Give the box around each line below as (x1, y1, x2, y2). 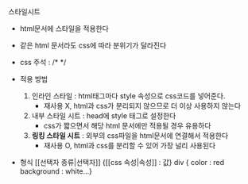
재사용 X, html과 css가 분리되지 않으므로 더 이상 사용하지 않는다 (43, 102, 241, 110)
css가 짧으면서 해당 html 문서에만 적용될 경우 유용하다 (43, 121, 211, 130)
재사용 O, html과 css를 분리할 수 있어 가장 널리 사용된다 (43, 141, 216, 150)
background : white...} (19, 167, 93, 176)
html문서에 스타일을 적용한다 (19, 24, 109, 33)
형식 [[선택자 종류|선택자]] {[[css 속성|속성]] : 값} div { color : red (19, 158, 225, 167)
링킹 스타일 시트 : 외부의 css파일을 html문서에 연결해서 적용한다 (31, 131, 229, 140)
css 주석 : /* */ (19, 58, 67, 67)
